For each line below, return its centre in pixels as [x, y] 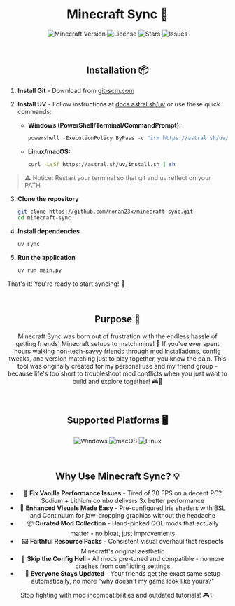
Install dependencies [49, 231]
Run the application [46, 258]
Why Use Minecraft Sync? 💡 [117, 477]
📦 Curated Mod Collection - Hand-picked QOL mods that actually [123, 523]
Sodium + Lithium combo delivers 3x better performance [123, 501]
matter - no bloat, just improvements [123, 533]
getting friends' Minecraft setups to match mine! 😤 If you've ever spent [117, 343]
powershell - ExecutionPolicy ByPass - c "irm [94, 138]
